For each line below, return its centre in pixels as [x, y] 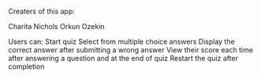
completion [26, 66]
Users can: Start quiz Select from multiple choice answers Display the [121, 41]
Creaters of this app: [41, 11]
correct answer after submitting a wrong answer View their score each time [131, 50]
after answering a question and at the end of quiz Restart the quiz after [123, 58]
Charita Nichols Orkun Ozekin [56, 26]
